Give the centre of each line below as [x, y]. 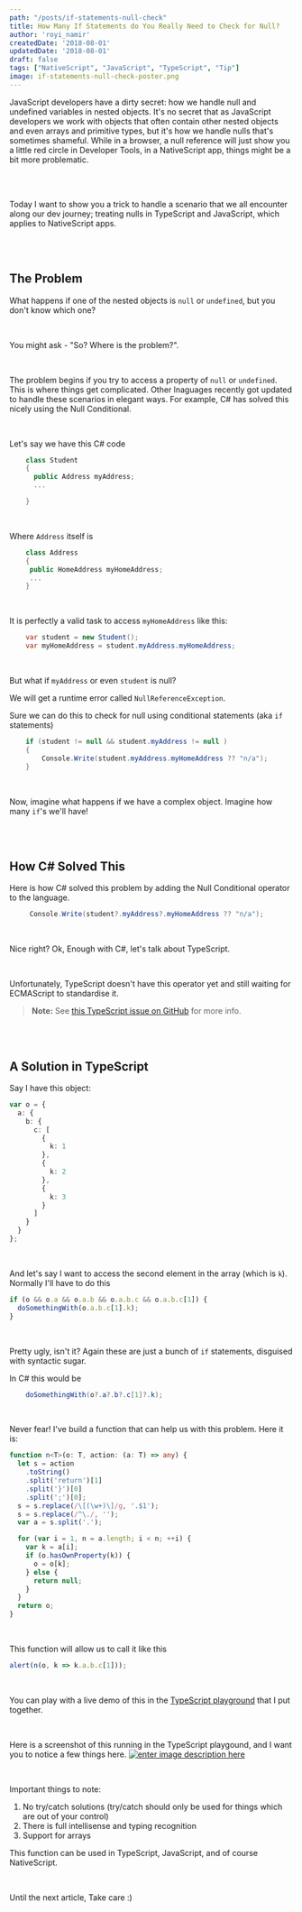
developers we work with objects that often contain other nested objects [144, 121]
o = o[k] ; [51, 1564]
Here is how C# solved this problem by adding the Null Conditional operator [150, 888]
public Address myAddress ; [84, 477]
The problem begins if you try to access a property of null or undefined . [143, 380]
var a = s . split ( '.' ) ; [60, 1522]
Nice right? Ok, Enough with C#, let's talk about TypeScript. [120, 949]
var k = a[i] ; [52, 1548]
